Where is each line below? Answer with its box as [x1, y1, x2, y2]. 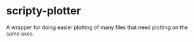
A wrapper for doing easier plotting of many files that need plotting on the [6, 24, 188, 31]
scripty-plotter [6, 4, 81, 18]
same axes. [6, 30, 35, 37]
